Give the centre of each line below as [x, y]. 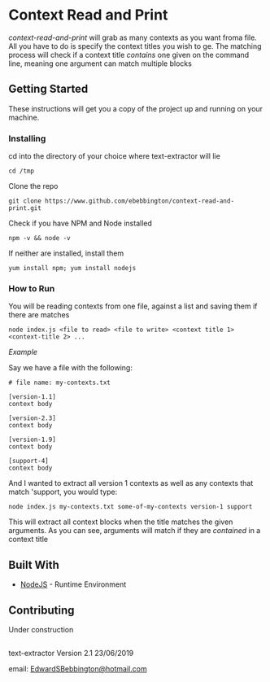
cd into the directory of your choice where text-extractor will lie [115, 156]
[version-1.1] [33, 397]
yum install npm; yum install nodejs [72, 269]
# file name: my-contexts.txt [60, 383]
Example [23, 352]
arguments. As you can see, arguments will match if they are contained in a [135, 531]
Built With [34, 564]
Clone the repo [33, 186]
